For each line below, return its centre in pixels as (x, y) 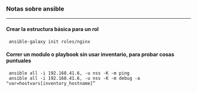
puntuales (19, 61)
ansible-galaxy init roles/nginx (50, 42)
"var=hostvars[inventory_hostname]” (51, 83)
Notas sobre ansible (35, 9)
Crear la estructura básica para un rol (52, 29)
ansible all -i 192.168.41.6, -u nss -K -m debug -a (74, 78)
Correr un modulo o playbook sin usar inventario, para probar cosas (90, 54)
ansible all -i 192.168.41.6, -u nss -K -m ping (69, 73)
